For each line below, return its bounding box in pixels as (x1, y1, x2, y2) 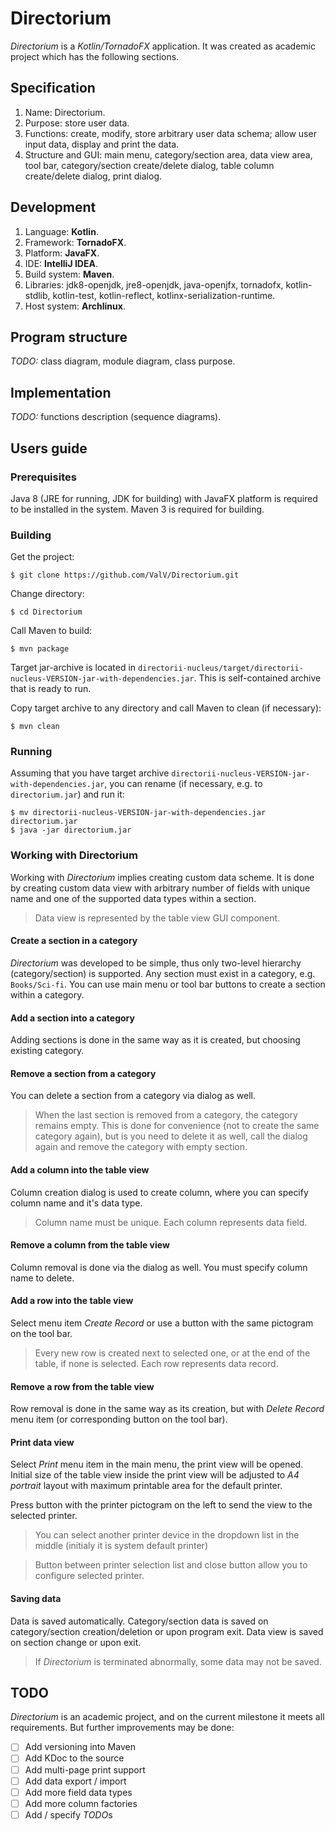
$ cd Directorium (10, 607, 83, 617)
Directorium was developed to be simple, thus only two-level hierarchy (10, 957, 302, 969)
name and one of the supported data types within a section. (10, 892, 257, 904)
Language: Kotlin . (24, 225, 99, 237)
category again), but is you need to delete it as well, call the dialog (34, 1130, 308, 1142)
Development (10, 199, 97, 216)
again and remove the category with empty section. (34, 1141, 248, 1153)
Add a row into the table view (10, 1295, 134, 1307)
